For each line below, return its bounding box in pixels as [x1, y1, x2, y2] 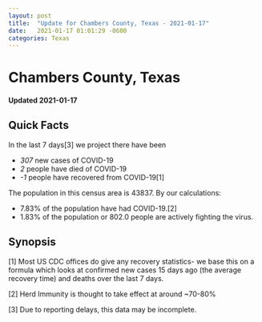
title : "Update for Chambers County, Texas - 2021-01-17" [8, 19, 210, 27]
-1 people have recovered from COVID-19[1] [19, 172, 165, 182]
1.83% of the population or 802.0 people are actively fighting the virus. [19, 211, 254, 221]
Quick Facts [8, 119, 70, 132]
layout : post [8, 11, 52, 20]
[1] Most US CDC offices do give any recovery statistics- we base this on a [8, 256, 255, 266]
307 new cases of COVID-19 [19, 155, 114, 165]
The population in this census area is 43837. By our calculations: [8, 187, 222, 197]
